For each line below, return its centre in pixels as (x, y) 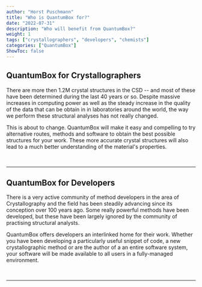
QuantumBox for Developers (61, 182)
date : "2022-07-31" (31, 23)
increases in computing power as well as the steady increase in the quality (98, 102)
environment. (23, 260)
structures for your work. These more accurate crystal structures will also (97, 140)
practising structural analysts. (43, 223)
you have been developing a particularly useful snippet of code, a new (93, 241)
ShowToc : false (25, 51)
